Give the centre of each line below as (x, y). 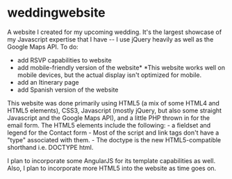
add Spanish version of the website (68, 89)
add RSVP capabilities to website (65, 60)
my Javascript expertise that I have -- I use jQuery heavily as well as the (110, 39)
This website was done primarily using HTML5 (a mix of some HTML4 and (114, 103)
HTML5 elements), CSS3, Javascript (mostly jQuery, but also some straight (115, 110)
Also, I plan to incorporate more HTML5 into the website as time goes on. (112, 168)
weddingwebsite (56, 13)
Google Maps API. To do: (43, 46)
